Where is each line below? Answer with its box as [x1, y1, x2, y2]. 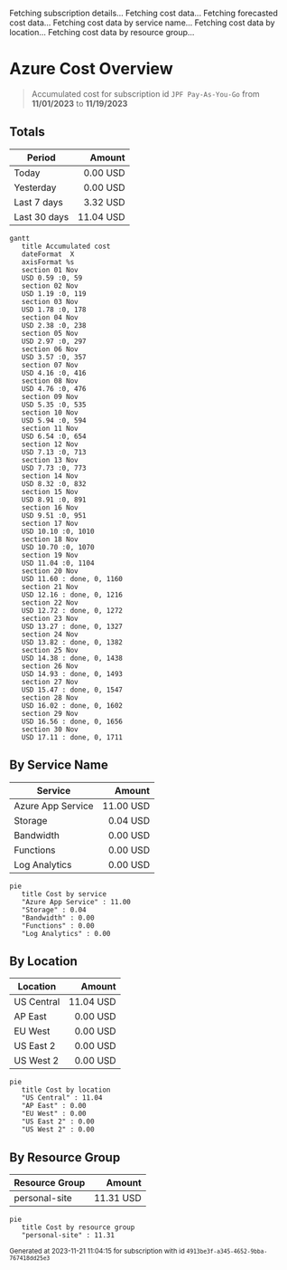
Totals [9, 124, 45, 139]
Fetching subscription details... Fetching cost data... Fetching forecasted [9, 8, 278, 18]
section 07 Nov [21, 360, 79, 369]
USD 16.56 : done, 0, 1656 [21, 717, 124, 726]
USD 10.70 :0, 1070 [21, 542, 95, 551]
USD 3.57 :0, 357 [21, 352, 88, 361]
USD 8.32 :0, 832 [21, 479, 88, 488]
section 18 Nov [21, 534, 79, 544]
